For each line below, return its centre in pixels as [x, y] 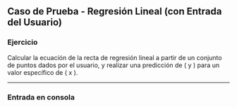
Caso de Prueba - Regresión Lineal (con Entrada [115, 12]
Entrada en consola [41, 97]
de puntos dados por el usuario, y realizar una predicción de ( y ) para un [114, 65]
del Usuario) [35, 23]
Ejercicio [23, 43]
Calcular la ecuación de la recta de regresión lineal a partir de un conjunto [115, 57]
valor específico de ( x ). [43, 72]
